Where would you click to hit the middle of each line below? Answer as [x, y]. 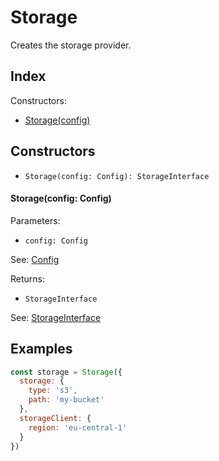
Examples [41, 349]
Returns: [28, 278]
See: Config [35, 259]
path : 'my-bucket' [66, 400]
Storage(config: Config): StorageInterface [117, 176]
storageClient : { [55, 418]
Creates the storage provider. [71, 45]
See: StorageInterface [56, 317]
